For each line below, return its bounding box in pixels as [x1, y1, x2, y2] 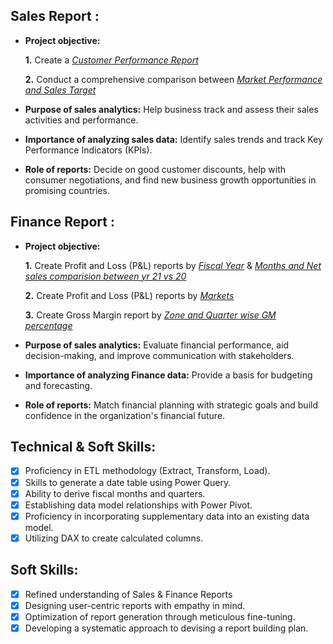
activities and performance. [24, 114, 139, 126]
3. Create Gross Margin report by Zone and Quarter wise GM [24, 309, 277, 321]
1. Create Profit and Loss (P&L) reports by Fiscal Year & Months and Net [24, 259, 322, 271]
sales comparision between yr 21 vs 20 [24, 270, 187, 282]
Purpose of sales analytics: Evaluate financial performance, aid [24, 339, 290, 351]
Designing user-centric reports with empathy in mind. [24, 599, 246, 611]
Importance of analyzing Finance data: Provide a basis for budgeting [24, 369, 313, 381]
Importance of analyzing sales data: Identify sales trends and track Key [24, 133, 323, 145]
